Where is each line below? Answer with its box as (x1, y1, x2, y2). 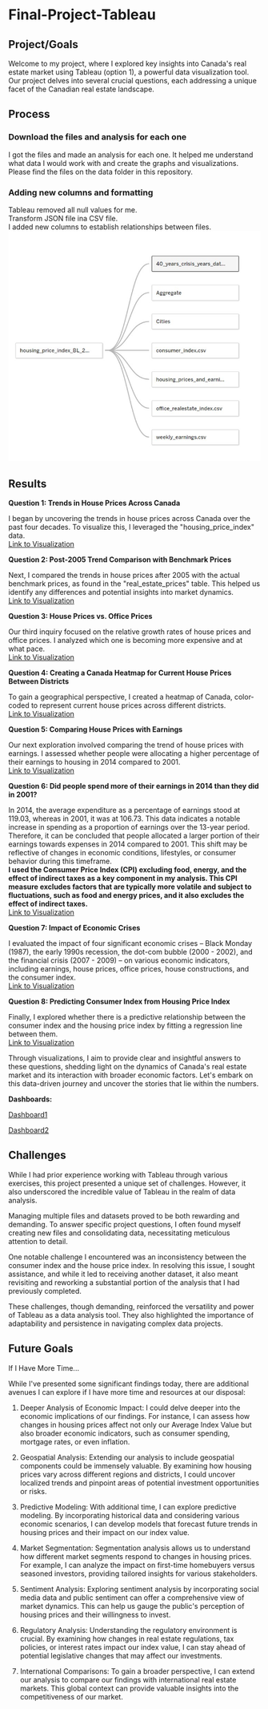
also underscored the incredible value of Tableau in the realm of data (8, 1186, 236, 1196)
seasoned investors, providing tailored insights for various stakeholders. (19, 1569, 258, 1578)
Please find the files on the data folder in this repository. (8, 167, 194, 176)
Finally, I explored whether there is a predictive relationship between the (8, 1012, 246, 1021)
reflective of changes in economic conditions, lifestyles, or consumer (8, 847, 237, 857)
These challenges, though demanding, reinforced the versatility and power (8, 1301, 254, 1311)
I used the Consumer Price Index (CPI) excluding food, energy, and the (8, 864, 247, 875)
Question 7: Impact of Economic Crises (8, 923, 141, 932)
